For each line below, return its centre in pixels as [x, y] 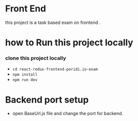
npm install [25, 75]
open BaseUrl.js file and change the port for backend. [68, 114]
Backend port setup [47, 100]
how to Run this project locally [69, 43]
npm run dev [25, 80]
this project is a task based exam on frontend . [53, 22]
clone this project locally [36, 58]
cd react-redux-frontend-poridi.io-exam [55, 69]
